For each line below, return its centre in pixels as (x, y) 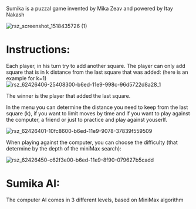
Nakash (15, 15)
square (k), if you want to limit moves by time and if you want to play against (98, 113)
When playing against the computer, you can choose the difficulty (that (92, 142)
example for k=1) (26, 78)
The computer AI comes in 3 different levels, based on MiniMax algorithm (95, 200)
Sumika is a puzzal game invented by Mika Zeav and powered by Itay (89, 8)
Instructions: (38, 50)
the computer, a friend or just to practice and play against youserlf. (87, 119)
